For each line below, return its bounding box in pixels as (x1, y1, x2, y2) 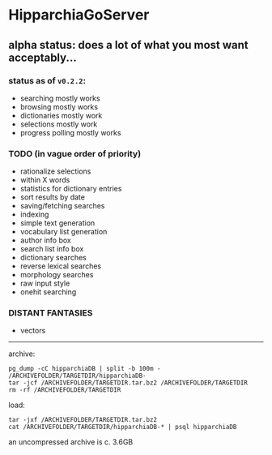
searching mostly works (19, 93, 100, 103)
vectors (19, 326, 46, 336)
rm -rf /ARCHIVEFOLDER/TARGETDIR (8, 386, 121, 394)
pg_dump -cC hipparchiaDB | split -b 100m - (8, 365, 161, 373)
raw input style (19, 278, 70, 289)
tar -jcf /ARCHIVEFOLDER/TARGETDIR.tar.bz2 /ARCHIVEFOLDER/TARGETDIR (8, 379, 249, 387)
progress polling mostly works (19, 127, 121, 137)
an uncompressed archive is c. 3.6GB (8, 437, 134, 447)
